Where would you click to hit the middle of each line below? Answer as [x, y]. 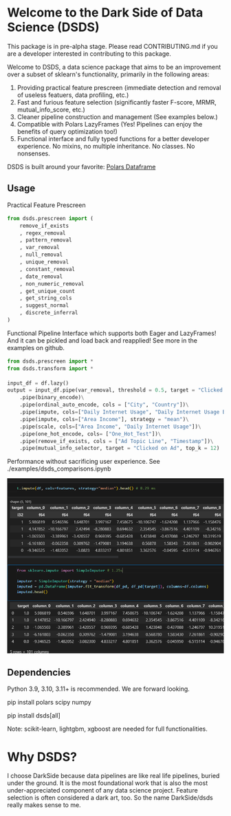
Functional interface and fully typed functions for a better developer [113, 138]
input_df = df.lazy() [38, 383]
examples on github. [36, 347]
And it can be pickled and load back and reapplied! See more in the [102, 340]
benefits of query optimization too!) [67, 131]
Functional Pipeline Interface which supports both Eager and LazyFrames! [112, 333]
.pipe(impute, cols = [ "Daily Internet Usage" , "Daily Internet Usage [120, 412]
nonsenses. [33, 153]
